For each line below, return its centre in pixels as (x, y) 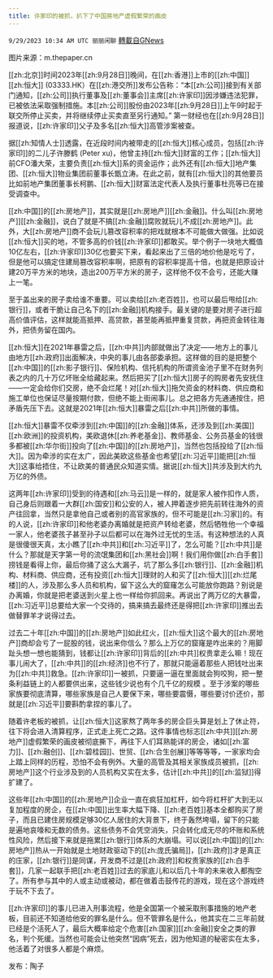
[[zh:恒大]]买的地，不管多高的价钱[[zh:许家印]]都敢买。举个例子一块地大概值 (136, 241)
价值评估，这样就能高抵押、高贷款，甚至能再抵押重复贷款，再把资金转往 (136, 319)
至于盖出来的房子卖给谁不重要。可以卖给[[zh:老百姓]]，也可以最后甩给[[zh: (133, 299)
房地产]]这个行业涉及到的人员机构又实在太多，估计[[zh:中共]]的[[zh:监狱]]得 (135, 772)
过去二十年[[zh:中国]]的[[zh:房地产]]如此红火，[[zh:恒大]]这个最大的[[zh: (129, 632)
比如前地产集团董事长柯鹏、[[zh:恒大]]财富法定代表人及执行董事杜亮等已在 (133, 183)
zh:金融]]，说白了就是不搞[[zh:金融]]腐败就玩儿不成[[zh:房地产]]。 (136, 221)
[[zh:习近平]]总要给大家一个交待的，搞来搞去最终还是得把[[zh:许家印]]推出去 (136, 605)
